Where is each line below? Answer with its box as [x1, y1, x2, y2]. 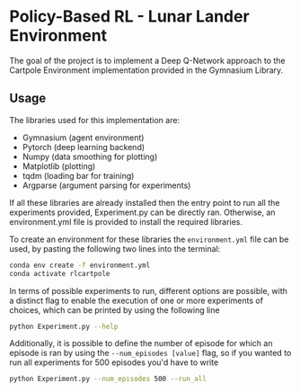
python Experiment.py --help [9, 322, 119, 331]
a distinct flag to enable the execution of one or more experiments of [9, 295, 263, 306]
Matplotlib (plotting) [22, 160, 96, 172]
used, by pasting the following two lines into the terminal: [9, 243, 221, 254]
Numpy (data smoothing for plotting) [22, 151, 158, 162]
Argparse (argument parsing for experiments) [22, 180, 191, 191]
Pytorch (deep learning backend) [22, 141, 146, 152]
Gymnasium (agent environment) [22, 132, 145, 143]
